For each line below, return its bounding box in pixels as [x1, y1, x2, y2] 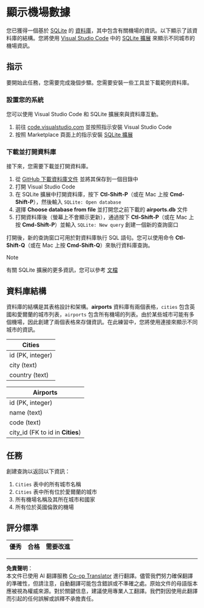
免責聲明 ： [6, 564, 33, 572]
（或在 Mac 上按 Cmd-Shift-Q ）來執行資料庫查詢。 [25, 241, 154, 249]
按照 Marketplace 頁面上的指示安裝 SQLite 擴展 [15, 131, 134, 139]
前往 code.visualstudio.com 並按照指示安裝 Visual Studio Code [15, 123, 172, 131]
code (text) [9, 418, 41, 427]
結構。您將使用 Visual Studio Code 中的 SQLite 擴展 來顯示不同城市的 [22, 34, 195, 41]
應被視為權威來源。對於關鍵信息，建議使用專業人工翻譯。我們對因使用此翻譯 [6, 587, 198, 595]
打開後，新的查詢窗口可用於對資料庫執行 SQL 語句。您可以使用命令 [6, 234, 174, 241]
